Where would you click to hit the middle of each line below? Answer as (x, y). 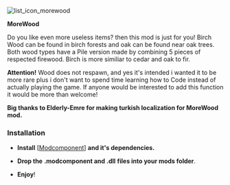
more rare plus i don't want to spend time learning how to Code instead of (112, 80)
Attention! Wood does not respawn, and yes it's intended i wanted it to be (112, 73)
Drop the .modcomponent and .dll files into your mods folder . (106, 161)
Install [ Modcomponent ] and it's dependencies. (86, 148)
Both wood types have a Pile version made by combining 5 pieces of (104, 52)
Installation (26, 133)
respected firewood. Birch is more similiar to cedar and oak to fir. (99, 59)
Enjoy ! (26, 175)
